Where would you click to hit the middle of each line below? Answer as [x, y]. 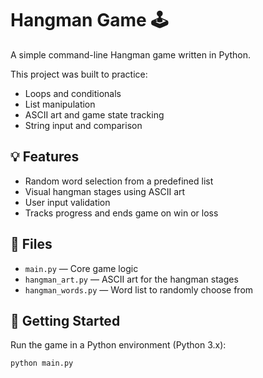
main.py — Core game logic [81, 268]
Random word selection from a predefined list [119, 181]
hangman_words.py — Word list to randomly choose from [139, 289]
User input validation [67, 202]
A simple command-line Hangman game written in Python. [131, 54]
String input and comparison [83, 125]
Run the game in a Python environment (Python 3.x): [118, 345]
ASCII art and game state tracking [94, 114]
